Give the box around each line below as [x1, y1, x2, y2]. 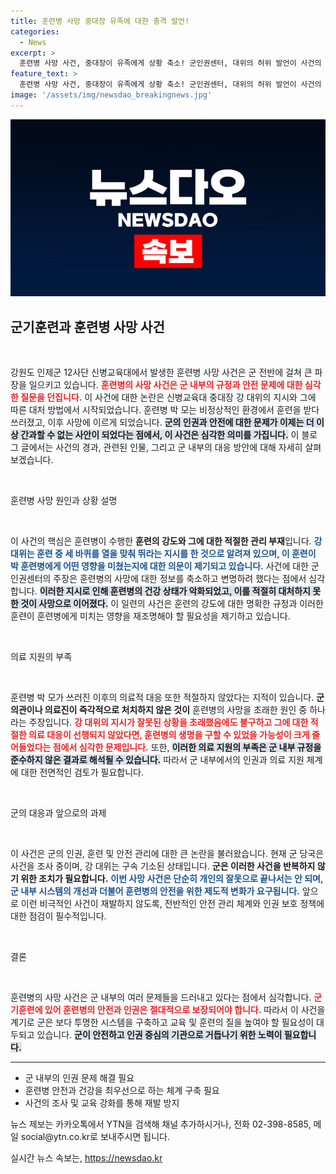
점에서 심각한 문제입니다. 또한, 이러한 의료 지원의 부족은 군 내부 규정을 [52, 741, 322, 754]
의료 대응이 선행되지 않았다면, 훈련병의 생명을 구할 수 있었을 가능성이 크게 [28, 729, 310, 741]
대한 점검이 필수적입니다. [10, 910, 107, 922]
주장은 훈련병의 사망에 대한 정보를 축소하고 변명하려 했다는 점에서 [53, 573, 307, 585]
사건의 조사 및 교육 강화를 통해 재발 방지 [24, 1097, 180, 1109]
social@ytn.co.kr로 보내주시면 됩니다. [20, 1131, 170, 1143]
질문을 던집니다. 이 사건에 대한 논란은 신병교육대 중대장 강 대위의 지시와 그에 [20, 391, 317, 404]
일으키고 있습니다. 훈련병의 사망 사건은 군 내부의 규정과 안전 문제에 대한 [28, 379, 303, 391]
